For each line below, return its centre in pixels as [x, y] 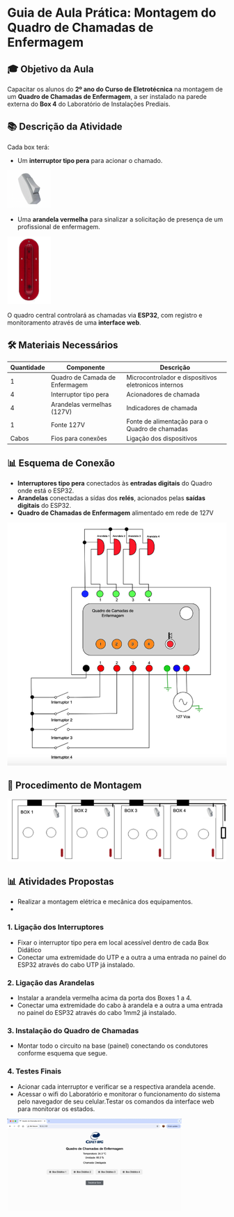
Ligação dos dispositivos [162, 439]
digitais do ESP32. [44, 506]
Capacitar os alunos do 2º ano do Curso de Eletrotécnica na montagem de [115, 89]
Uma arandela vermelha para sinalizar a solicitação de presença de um [120, 219]
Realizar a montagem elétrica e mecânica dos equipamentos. [105, 902]
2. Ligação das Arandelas [51, 982]
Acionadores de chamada [163, 394]
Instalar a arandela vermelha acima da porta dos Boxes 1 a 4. [104, 998]
